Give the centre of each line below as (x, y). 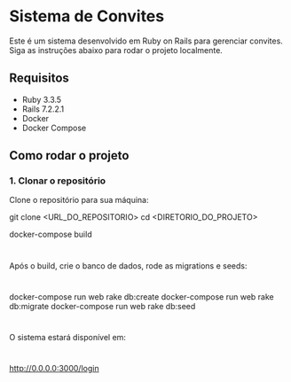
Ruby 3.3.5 (42, 99)
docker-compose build (51, 234)
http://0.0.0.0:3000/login (54, 369)
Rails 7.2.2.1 (43, 109)
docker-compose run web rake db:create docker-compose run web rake (142, 296)
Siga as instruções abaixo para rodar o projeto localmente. (116, 50)
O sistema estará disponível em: (68, 337)
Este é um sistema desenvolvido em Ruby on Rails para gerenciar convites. (146, 41)
